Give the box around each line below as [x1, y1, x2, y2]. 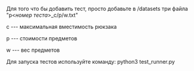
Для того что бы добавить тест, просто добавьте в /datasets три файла [6, 5, 189, 12]
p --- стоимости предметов [6, 35, 77, 42]
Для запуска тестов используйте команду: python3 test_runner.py [6, 58, 175, 65]
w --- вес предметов [6, 46, 60, 54]
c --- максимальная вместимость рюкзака [6, 23, 117, 30]
